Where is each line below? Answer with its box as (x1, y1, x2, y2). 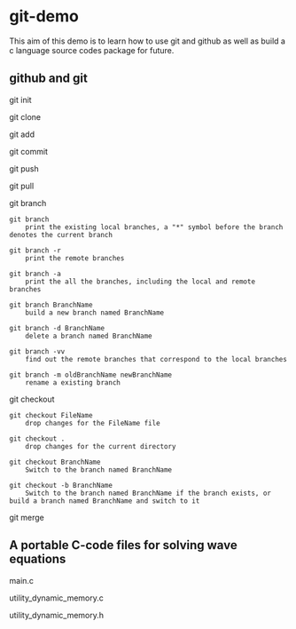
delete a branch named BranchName (25, 331, 152, 340)
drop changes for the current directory (25, 442, 176, 450)
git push (9, 163, 40, 174)
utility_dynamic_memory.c (9, 593, 105, 603)
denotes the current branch (9, 230, 113, 239)
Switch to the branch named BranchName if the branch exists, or (25, 489, 272, 498)
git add (9, 129, 35, 139)
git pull (9, 180, 35, 191)
